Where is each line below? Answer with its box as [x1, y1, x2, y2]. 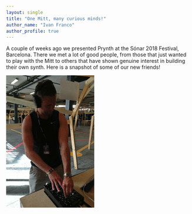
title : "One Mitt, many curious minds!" [6, 15, 107, 22]
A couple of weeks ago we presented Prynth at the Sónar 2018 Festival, [6, 45, 179, 52]
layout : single [6, 9, 43, 15]
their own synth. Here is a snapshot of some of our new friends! [6, 63, 160, 71]
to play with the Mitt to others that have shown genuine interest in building [6, 58, 186, 65]
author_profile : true [6, 28, 59, 34]
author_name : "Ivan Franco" [6, 22, 75, 28]
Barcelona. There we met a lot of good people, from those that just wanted [6, 51, 187, 58]
